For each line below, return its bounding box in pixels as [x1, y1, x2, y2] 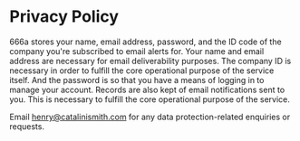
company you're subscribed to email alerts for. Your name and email [9, 45, 265, 56]
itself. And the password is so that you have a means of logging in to [9, 74, 265, 85]
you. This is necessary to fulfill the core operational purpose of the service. [9, 93, 290, 105]
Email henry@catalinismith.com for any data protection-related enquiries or [9, 111, 291, 122]
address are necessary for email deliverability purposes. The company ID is [9, 55, 292, 66]
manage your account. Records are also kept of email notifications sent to [9, 84, 285, 95]
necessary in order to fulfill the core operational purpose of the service [9, 65, 275, 76]
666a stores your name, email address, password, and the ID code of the [9, 36, 283, 47]
